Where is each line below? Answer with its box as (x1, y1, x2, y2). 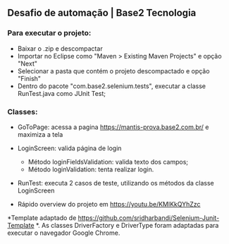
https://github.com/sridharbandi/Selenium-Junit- (78, 213, 220, 222)
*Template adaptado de (7, 213, 77, 222)
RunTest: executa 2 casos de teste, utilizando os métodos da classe (17, 178, 214, 187)
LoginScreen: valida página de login (17, 144, 122, 152)
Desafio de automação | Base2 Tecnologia (7, 7, 197, 19)
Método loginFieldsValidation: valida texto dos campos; (27, 157, 189, 166)
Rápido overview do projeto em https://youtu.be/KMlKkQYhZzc (17, 200, 201, 208)
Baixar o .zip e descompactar (17, 44, 104, 53)
